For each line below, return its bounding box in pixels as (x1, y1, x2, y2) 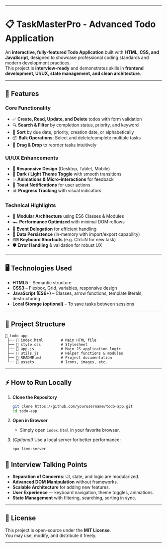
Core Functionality (5, 104, 51, 111)
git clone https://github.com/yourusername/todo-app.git (12, 404, 133, 409)
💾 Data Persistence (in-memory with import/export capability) (12, 231, 140, 237)
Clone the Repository (12, 394, 57, 400)
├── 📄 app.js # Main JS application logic (7, 346, 121, 351)
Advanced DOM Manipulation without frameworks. (12, 479, 118, 485)
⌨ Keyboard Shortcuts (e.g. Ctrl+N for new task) (12, 237, 116, 243)
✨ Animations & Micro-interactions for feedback (12, 176, 114, 182)
